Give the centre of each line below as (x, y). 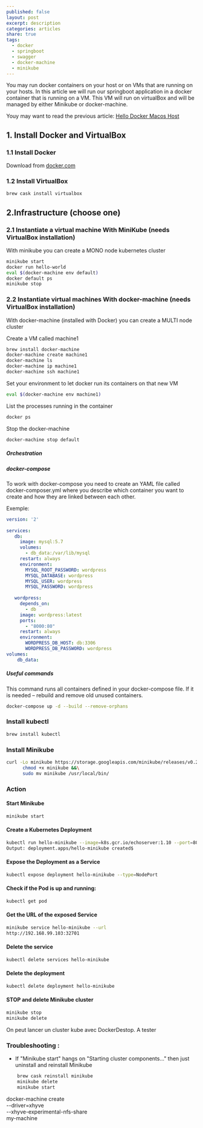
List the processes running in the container (60, 406)
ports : (28, 620)
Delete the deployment (36, 973)
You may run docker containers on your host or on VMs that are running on (100, 85)
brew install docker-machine (43, 349)
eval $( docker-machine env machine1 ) (54, 394)
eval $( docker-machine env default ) (52, 272)
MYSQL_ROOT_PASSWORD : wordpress (66, 570)
